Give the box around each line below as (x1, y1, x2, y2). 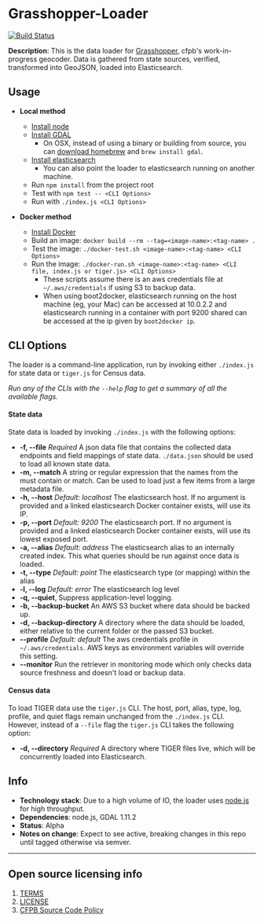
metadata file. (19, 484, 64, 494)
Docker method (19, 211, 72, 221)
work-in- (203, 46, 232, 55)
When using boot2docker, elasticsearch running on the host (42, 291, 237, 300)
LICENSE (19, 897, 49, 906)
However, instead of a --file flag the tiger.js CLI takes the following (8, 720, 234, 729)
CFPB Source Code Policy (19, 905, 104, 914)
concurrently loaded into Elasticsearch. (19, 751, 147, 761)
